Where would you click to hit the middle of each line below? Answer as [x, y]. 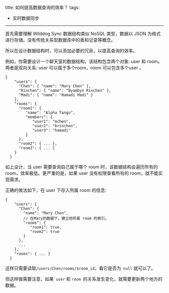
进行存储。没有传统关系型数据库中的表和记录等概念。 [60, 40]
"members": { [39, 117]
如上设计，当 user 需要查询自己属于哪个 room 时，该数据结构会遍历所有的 [81, 167]
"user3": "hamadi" [51, 130]
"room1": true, [46, 227]
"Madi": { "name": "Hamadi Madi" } [56, 95]
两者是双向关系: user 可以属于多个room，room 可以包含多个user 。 [75, 68]
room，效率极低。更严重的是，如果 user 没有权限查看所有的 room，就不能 [82, 173]
